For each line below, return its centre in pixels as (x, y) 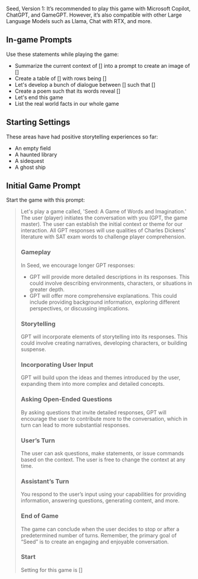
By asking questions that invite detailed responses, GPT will (94, 412)
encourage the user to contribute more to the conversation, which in (104, 418)
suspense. (33, 350)
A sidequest (29, 161)
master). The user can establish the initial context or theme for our (101, 224)
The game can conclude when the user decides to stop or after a (100, 529)
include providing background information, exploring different (105, 302)
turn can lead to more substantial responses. (75, 425)
